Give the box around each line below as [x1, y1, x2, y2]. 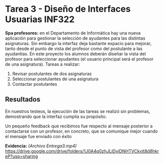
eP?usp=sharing [5, 153, 38, 159]
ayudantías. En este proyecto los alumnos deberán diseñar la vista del [5, 50, 146, 57]
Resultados [5, 95, 41, 104]
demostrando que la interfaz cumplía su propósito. [5, 114, 107, 119]
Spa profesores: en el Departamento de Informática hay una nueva [5, 30, 141, 36]
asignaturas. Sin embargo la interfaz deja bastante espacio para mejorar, [5, 40, 152, 46]
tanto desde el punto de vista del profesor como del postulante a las [5, 46, 143, 51]
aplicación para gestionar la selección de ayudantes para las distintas [5, 35, 145, 41]
